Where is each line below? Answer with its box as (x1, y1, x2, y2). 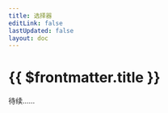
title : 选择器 (8, 11, 52, 20)
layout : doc (8, 34, 48, 42)
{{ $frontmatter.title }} (8, 69, 161, 87)
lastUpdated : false (8, 26, 74, 34)
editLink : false (8, 19, 63, 27)
